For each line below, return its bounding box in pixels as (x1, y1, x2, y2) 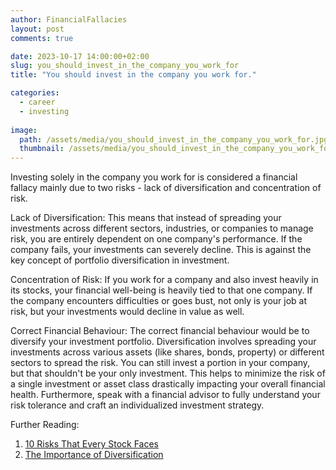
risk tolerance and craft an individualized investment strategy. (10, 399, 265, 411)
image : (10, 125, 38, 135)
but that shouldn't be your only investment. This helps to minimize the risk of (10, 367, 326, 380)
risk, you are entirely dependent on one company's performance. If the (10, 233, 303, 245)
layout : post (10, 24, 65, 34)
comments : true (10, 33, 74, 43)
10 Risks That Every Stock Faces (24, 438, 159, 450)
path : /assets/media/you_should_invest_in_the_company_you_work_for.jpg (19, 134, 329, 145)
